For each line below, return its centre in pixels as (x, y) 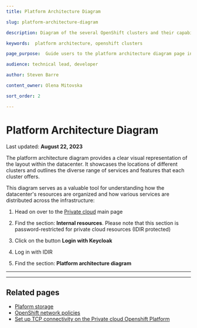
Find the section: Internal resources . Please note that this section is (96, 223)
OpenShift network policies (47, 313)
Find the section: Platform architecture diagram (73, 263)
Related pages (33, 293)
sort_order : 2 (23, 96)
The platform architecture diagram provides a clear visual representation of (97, 158)
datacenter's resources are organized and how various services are (88, 194)
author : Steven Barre (33, 75)
